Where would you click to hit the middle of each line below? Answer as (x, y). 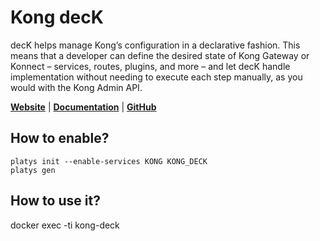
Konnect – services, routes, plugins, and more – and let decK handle (150, 66)
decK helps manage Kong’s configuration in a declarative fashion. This (155, 45)
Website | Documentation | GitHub (83, 107)
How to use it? (55, 201)
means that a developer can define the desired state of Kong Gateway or (160, 55)
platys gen (33, 170)
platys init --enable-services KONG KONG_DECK (109, 161)
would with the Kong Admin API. (76, 87)
